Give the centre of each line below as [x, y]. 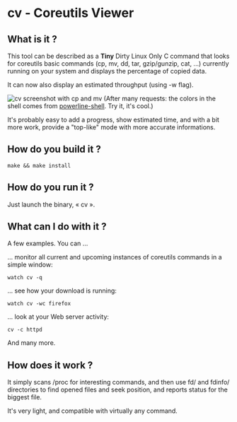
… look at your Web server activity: [58, 317]
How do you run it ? [51, 188]
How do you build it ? [54, 150]
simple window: [30, 265]
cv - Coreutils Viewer [71, 13]
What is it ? [33, 39]
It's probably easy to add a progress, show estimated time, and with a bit [113, 119]
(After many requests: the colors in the [160, 98]
